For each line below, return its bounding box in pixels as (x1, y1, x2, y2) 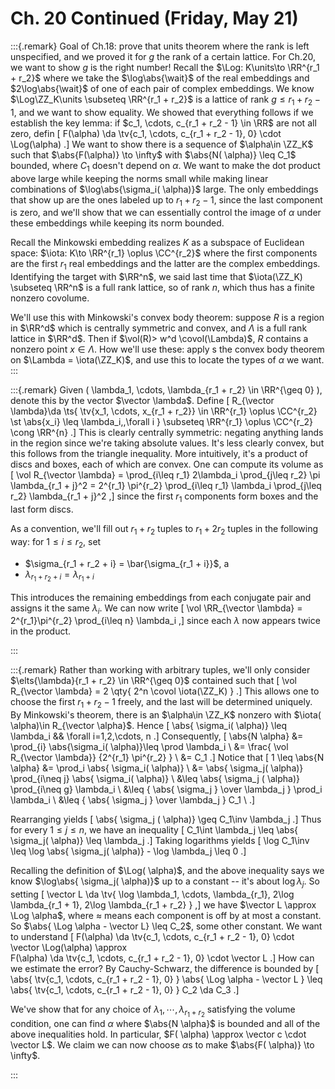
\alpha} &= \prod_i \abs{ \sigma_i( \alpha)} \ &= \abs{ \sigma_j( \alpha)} (10, 762, 304, 774)
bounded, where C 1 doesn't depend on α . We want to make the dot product (10, 159, 321, 174)
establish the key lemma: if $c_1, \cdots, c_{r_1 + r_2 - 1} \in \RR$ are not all (10, 117, 317, 129)
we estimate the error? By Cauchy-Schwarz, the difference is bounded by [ (10, 963, 320, 975)
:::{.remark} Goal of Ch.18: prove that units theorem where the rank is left (10, 40, 310, 52)
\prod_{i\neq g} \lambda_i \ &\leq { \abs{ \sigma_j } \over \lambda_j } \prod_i (10, 783, 323, 796)
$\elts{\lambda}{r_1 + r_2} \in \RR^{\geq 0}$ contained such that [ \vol (10, 675, 297, 687)
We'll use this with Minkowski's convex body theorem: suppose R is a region (10, 312, 325, 324)
